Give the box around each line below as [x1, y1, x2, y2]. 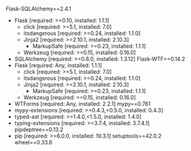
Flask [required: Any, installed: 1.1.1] [14, 62, 102, 69]
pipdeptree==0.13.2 [14, 126, 64, 133]
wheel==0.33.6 [14, 139, 53, 146]
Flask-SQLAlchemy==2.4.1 [5, 5, 72, 12]
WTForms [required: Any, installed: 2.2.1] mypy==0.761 [14, 100, 151, 108]
